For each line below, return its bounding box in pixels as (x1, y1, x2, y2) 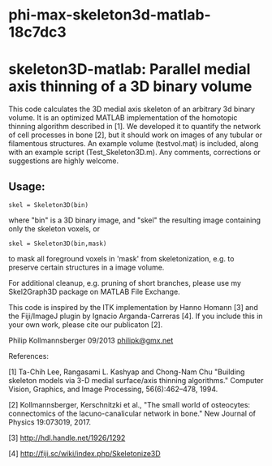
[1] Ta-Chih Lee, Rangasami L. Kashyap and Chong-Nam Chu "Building (8, 367, 245, 377)
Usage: (8, 179, 46, 193)
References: (8, 351, 49, 360)
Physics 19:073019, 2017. (8, 416, 92, 427)
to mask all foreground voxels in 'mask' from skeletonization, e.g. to (8, 253, 235, 263)
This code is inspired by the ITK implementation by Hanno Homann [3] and (8, 302, 258, 312)
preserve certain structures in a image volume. (8, 262, 165, 272)
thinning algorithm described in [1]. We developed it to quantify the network (8, 122, 261, 132)
